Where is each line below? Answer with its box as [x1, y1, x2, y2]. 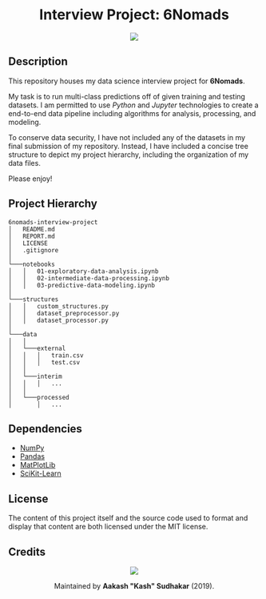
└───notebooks [8, 260, 56, 268]
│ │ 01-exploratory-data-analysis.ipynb [8, 267, 159, 275]
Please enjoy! [8, 174, 53, 183]
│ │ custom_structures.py [8, 302, 109, 310]
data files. [8, 158, 42, 167]
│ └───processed [8, 393, 69, 401]
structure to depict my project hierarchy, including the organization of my [8, 150, 249, 159]
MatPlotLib [19, 460, 56, 470]
